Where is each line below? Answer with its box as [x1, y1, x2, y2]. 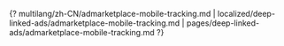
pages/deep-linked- [186, 18, 259, 28]
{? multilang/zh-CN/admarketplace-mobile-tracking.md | [9, 9, 216, 19]
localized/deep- [217, 9, 276, 19]
